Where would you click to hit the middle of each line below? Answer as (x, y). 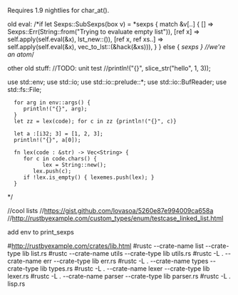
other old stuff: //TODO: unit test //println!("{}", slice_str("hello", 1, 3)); (109, 68)
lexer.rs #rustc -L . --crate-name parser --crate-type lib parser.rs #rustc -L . (119, 276)
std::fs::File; (25, 89)
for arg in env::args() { (52, 103)
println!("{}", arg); (55, 109)
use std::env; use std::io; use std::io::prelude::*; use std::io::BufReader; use (117, 82)
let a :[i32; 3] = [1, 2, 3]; (58, 134)
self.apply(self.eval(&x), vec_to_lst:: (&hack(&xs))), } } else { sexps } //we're (117, 47)
